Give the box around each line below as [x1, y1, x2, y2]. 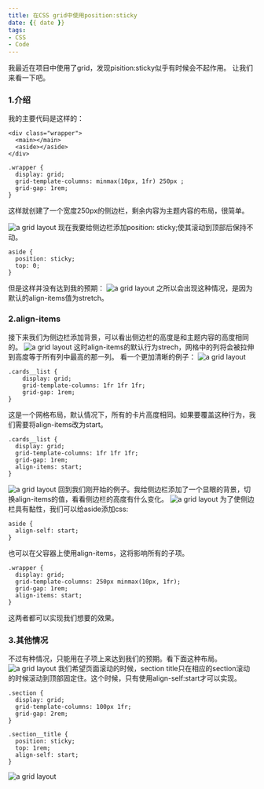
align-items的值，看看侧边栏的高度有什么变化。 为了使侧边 [14, 494, 255, 503]
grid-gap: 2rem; [15, 710, 68, 718]
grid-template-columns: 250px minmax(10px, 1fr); [15, 578, 181, 586]
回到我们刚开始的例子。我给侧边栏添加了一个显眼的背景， [57, 484, 244, 494]
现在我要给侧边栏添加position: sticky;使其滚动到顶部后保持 [57, 223, 247, 232]
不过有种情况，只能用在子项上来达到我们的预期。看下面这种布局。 [8, 654, 222, 663]
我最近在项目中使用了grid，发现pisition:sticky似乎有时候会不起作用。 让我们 [8, 64, 254, 73]
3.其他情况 [8, 634, 49, 645]
